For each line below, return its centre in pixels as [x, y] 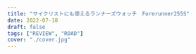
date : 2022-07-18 [33, 20]
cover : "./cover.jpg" [39, 40]
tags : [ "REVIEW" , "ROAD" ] [45, 33]
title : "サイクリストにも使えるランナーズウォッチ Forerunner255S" [99, 14]
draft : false [26, 27]
